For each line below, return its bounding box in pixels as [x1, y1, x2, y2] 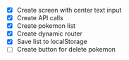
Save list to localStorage [16, 38, 87, 46]
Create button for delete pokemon [16, 45, 116, 54]
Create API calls [16, 14, 64, 22]
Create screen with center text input [16, 6, 122, 14]
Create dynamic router [16, 29, 82, 38]
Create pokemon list [16, 22, 75, 30]
